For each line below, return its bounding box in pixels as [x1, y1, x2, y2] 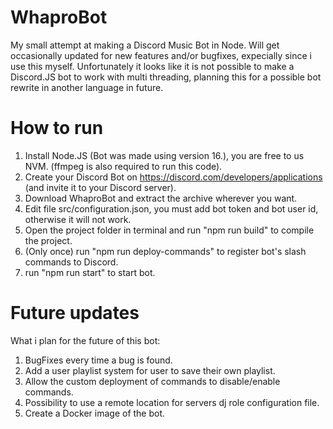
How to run [10, 117, 104, 140]
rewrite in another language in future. [10, 81, 164, 93]
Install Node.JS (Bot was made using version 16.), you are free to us [24, 149, 305, 161]
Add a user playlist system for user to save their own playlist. [24, 364, 276, 376]
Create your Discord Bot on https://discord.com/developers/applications [24, 171, 323, 183]
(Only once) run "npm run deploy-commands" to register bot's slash [24, 245, 307, 257]
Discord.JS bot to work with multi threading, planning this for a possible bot [10, 71, 322, 83]
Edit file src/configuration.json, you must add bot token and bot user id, [24, 202, 319, 215]
